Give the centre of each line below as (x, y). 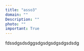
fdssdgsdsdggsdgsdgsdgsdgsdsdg (42, 43)
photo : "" (16, 24)
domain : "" (17, 15)
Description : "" (22, 19)
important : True (22, 29)
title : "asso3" (21, 10)
